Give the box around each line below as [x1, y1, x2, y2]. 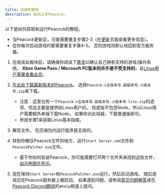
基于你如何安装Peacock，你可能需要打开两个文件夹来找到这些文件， [19, 154, 158, 160]
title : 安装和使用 [5, 7, 39, 12]
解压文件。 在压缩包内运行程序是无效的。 [12, 127, 95, 133]
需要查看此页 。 [16, 71, 47, 77]
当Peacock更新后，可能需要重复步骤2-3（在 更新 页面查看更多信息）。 [12, 36, 151, 42]
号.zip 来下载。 [12, 88, 43, 94]
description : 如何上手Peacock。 [5, 12, 68, 17]
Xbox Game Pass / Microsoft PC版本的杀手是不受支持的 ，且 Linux [22, 65, 155, 71]
